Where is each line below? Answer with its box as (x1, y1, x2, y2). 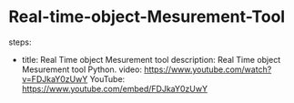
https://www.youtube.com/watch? (144, 64, 272, 75)
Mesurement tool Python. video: (21, 64, 143, 75)
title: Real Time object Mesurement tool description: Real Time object (21, 54, 281, 65)
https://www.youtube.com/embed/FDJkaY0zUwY (21, 83, 208, 94)
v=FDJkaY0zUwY (21, 73, 88, 84)
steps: (8, 36, 32, 47)
